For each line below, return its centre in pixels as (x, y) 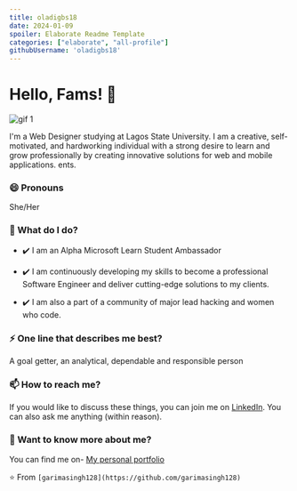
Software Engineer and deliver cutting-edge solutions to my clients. (145, 284)
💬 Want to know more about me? (80, 439)
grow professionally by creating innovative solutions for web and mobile (141, 156)
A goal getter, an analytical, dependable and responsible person (126, 360)
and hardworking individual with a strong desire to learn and (160, 146)
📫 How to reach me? (55, 384)
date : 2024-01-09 (41, 26)
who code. (42, 314)
